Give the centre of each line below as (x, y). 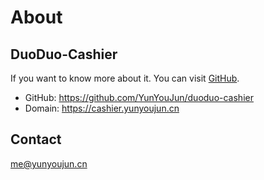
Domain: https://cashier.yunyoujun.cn (102, 108)
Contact (36, 139)
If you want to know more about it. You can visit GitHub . (125, 78)
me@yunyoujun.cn (49, 163)
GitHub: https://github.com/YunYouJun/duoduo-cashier (139, 97)
